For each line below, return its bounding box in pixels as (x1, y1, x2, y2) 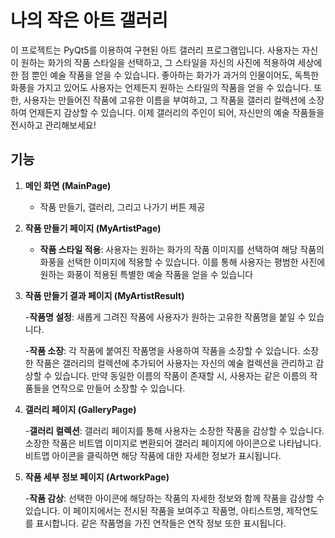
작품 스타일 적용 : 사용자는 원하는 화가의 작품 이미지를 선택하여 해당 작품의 (39, 243, 325, 255)
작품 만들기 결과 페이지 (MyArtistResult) (24, 289, 185, 301)
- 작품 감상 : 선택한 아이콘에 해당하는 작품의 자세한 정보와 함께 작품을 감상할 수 (24, 492, 325, 504)
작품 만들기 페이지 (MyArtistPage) (24, 222, 162, 234)
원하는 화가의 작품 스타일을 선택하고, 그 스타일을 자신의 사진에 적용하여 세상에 (20, 56, 323, 68)
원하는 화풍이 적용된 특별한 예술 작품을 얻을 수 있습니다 (39, 268, 254, 280)
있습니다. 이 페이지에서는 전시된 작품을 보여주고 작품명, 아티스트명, (24, 504, 284, 516)
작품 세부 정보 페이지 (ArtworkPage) (24, 471, 170, 483)
